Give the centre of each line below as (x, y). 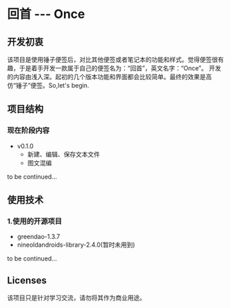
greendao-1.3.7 (38, 237)
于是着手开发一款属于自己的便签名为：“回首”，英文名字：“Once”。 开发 (120, 68)
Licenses (27, 280)
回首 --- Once (46, 14)
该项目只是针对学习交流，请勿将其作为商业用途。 (76, 298)
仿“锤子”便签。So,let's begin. (48, 85)
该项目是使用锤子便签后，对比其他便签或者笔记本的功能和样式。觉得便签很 (112, 60)
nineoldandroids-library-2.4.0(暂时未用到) (76, 245)
